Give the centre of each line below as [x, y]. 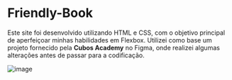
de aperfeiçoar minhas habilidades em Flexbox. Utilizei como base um [110, 40]
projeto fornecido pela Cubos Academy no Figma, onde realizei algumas [114, 47]
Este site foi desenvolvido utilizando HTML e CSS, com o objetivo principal [116, 33]
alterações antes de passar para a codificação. [76, 55]
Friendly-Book [50, 13]
